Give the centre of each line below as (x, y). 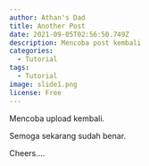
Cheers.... (27, 153)
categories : (31, 51)
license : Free (36, 92)
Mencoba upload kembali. (57, 118)
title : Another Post (48, 26)
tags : (19, 68)
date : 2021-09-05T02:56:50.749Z (69, 34)
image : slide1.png (43, 84)
